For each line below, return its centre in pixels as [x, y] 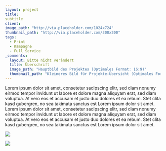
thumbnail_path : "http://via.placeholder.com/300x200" [63, 33]
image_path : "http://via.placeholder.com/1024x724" [59, 28]
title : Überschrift [30, 65]
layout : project [22, 10]
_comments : [16, 56]
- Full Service [25, 51]
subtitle [14, 19]
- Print [18, 42]
